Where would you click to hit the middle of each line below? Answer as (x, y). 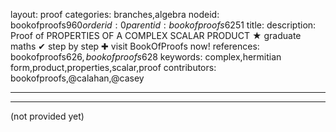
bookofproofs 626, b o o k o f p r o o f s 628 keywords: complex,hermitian (146, 57)
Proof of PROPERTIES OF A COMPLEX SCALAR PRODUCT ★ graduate (156, 35)
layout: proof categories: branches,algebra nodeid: (115, 14)
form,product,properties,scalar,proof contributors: (113, 67)
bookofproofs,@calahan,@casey (77, 78)
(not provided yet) (47, 116)
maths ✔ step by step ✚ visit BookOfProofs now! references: (135, 46)
